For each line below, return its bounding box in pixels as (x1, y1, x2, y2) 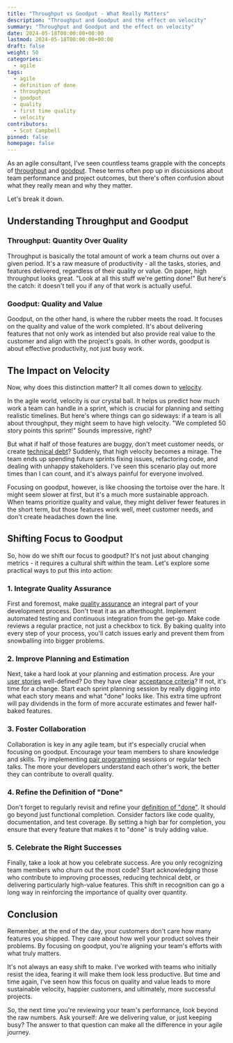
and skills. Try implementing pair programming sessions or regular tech (7, 755, 211, 763)
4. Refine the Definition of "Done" (7, 787, 124, 797)
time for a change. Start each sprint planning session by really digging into (7, 684, 220, 693)
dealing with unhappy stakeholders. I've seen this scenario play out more (7, 462, 217, 470)
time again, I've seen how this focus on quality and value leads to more (7, 977, 211, 986)
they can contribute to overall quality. (7, 770, 114, 778)
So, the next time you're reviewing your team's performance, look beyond (7, 1006, 218, 1014)
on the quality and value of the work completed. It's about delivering (7, 322, 203, 331)
